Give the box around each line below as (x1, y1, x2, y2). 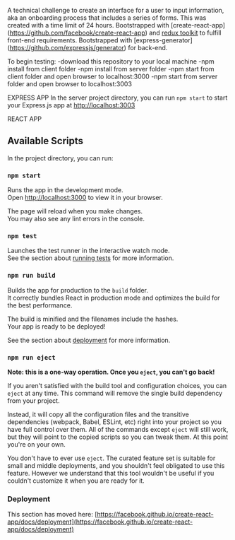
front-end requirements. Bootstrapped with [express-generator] (7, 36, 193, 45)
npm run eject (7, 353, 56, 361)
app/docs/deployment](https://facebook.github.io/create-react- (7, 517, 193, 526)
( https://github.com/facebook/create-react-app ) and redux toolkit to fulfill (7, 28, 222, 37)
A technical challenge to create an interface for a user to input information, (7, 6, 224, 14)
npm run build (7, 271, 56, 280)
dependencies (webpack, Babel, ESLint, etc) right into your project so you (7, 418, 222, 426)
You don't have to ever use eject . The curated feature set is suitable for (7, 454, 216, 462)
